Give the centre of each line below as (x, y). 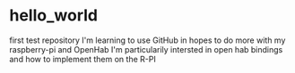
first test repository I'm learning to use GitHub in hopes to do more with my (147, 40)
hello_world (54, 16)
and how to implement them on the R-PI (83, 59)
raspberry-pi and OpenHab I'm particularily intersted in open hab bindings (146, 49)
